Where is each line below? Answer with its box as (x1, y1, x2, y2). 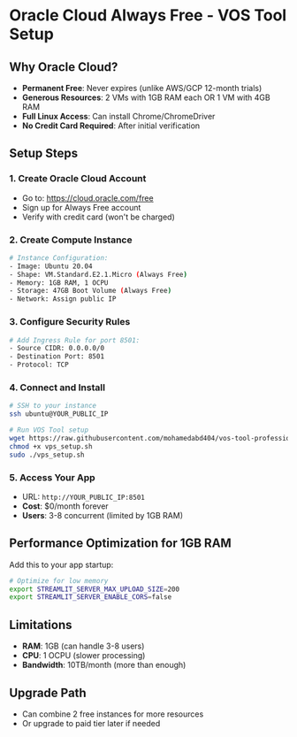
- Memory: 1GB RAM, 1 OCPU (9, 278, 109, 288)
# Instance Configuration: (9, 253, 109, 262)
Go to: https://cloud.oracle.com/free (21, 192, 154, 203)
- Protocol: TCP (9, 360, 69, 370)
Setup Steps (9, 146, 78, 161)
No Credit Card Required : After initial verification (21, 120, 201, 131)
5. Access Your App (9, 471, 95, 483)
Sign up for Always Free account (21, 202, 141, 212)
